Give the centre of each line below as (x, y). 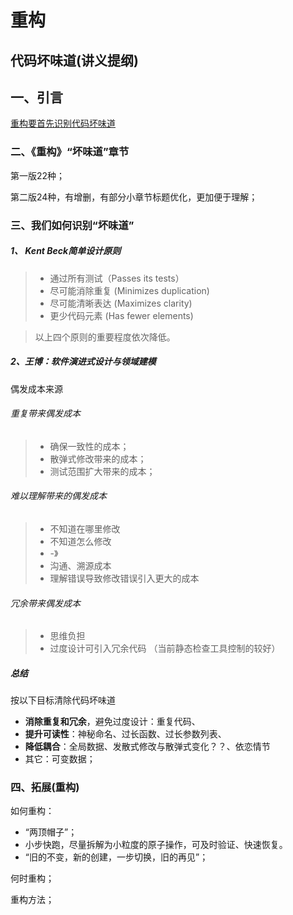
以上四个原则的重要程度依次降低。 (105, 337)
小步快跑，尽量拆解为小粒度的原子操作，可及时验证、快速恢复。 (156, 845)
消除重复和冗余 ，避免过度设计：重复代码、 (112, 722)
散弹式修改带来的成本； (98, 458)
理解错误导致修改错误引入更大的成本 (124, 578)
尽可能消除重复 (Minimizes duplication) (129, 290)
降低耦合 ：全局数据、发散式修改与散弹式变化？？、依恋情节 (147, 747)
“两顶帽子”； (51, 832)
